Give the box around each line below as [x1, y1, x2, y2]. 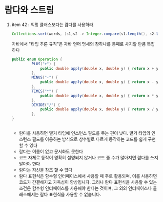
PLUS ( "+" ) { [31, 61, 56, 66]
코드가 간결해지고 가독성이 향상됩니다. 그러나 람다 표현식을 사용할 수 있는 [19, 179, 157, 185]
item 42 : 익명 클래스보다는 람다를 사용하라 [11, 22, 94, 27]
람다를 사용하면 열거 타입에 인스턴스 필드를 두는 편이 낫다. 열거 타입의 [19, 130, 151, 136]
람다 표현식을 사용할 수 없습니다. [40, 191, 102, 197]
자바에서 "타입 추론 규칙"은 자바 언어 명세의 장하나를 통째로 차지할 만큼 [11, 41, 146, 47]
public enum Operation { [11, 57, 62, 62]
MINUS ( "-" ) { [31, 75, 58, 80]
